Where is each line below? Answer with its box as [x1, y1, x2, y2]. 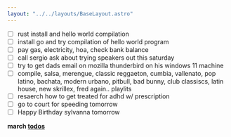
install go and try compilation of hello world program [17, 37, 169, 46]
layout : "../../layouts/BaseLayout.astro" [7, 10, 133, 18]
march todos [7, 122, 46, 131]
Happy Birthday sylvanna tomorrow [17, 108, 121, 117]
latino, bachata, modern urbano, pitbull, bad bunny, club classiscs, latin [17, 77, 224, 85]
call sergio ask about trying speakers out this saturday [17, 53, 175, 62]
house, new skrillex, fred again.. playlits [17, 85, 132, 93]
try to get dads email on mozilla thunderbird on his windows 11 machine [17, 61, 224, 70]
